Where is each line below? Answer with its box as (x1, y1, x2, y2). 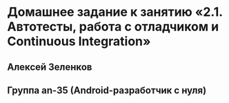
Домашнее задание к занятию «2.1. (7, 4, 223, 20)
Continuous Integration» (7, 34, 151, 49)
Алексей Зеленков (7, 61, 92, 73)
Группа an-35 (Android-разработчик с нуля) (7, 84, 207, 96)
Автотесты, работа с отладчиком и (7, 19, 219, 35)
